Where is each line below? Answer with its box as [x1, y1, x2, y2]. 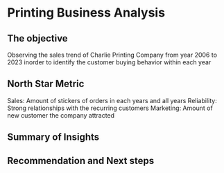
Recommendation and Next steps [7, 154, 155, 167]
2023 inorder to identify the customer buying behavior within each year [7, 58, 212, 66]
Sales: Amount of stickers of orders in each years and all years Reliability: [7, 96, 217, 104]
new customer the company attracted [7, 111, 115, 119]
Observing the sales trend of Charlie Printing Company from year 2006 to [7, 51, 217, 59]
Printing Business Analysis [7, 5, 165, 21]
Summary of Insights [7, 131, 100, 143]
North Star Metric [7, 78, 85, 90]
